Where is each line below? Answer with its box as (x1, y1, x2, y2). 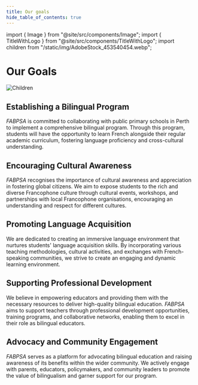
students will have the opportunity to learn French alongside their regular (6, 130, 186, 138)
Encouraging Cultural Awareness (6, 160, 132, 171)
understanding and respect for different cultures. (6, 202, 127, 209)
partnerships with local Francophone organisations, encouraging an (6, 195, 173, 203)
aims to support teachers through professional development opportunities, (6, 306, 190, 314)
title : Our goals (6, 8, 50, 15)
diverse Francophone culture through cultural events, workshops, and (6, 190, 178, 197)
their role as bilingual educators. (6, 319, 86, 327)
